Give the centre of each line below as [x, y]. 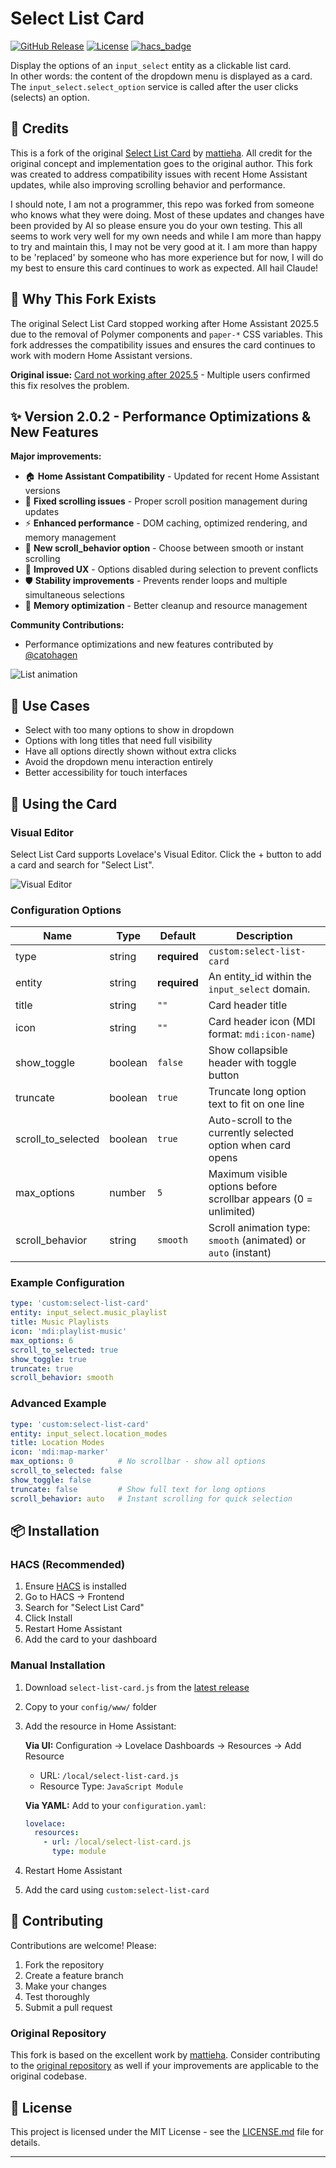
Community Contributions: [67, 625]
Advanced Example [58, 1404]
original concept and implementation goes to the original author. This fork [161, 163]
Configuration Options [66, 910]
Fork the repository [64, 1964]
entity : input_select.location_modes [89, 1433]
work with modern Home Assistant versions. [101, 355]
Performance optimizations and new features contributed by [149, 644]
